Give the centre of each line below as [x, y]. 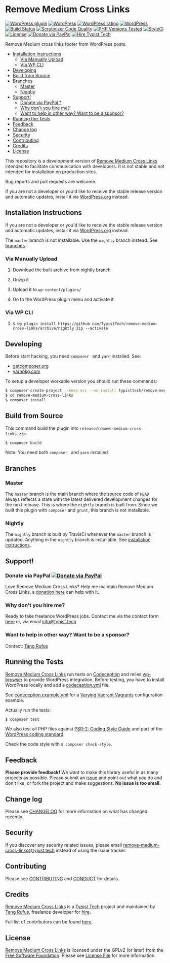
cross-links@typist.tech [30, 850]
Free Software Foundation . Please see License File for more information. [80, 955]
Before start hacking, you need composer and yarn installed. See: [73, 356]
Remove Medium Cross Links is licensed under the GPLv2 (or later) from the [84, 950]
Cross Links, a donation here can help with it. [52, 592]
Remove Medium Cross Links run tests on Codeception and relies [73, 674]
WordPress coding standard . [35, 734]
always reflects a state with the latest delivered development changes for [81, 499]
